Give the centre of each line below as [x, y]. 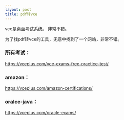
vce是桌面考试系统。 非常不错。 [37, 29]
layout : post [18, 10]
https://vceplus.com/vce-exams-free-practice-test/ [57, 63]
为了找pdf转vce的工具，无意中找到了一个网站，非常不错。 [63, 39]
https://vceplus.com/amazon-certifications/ [49, 88]
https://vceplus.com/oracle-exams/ [41, 113]
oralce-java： [21, 102]
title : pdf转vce [21, 14]
